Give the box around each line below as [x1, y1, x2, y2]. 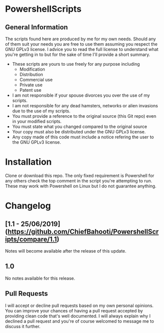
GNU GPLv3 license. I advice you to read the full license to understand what [5, 47, 159, 52]
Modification [19, 66, 45, 72]
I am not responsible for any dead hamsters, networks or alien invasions [12, 103, 158, 108]
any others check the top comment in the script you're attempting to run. [5, 178, 152, 183]
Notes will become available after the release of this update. [5, 248, 127, 254]
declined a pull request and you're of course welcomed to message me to [5, 318, 154, 324]
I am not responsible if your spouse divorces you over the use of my [12, 92, 150, 98]
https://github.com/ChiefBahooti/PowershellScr [7, 227, 159, 236]
